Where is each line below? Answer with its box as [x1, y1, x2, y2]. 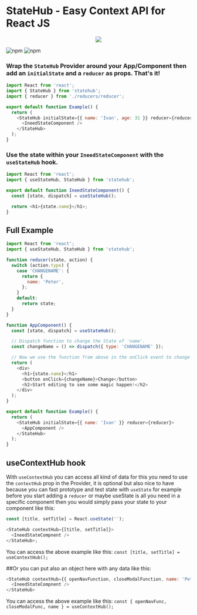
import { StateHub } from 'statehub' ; [6, 88, 101, 94]
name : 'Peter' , [27, 279, 64, 285]
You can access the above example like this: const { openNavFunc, [6, 598, 167, 605]
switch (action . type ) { [11, 262, 69, 268]
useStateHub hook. [6, 158, 59, 166]
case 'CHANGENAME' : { [16, 268, 69, 274]
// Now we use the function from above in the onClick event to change [11, 355, 191, 360]
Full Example [6, 225, 54, 235]
